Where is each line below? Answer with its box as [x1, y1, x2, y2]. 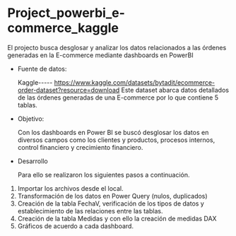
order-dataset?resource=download [17, 85, 120, 94]
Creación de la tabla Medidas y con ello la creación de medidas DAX [17, 214, 217, 223]
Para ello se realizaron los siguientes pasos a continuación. [17, 170, 190, 179]
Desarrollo [17, 157, 48, 165]
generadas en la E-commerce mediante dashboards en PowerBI [7, 51, 194, 59]
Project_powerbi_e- [7, 5, 126, 21]
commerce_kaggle [7, 20, 119, 36]
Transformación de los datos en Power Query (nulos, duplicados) [17, 191, 208, 200]
